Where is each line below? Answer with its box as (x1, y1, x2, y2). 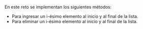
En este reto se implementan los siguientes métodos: (4, 4, 112, 10)
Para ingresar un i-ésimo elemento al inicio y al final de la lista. (11, 14, 139, 19)
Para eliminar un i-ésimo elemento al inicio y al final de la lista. (11, 19, 138, 24)
